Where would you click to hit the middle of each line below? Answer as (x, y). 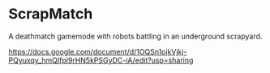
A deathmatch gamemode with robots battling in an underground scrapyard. (135, 36)
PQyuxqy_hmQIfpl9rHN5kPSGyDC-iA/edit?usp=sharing (101, 60)
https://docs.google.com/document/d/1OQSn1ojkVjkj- (98, 51)
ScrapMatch (51, 14)
